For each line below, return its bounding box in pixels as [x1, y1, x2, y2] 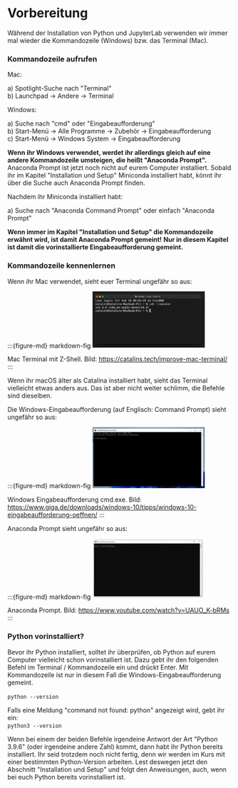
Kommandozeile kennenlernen [7, 261, 116, 271]
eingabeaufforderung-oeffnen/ [7, 510, 98, 519]
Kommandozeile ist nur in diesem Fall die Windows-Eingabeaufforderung [7, 670, 222, 679]
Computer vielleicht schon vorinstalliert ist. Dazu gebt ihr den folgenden [7, 655, 219, 664]
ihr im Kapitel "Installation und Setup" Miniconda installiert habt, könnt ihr [7, 171, 222, 180]
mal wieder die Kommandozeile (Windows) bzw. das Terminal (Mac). [7, 36, 209, 44]
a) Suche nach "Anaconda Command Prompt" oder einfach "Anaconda [7, 206, 215, 215]
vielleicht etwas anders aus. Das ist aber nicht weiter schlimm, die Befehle [7, 384, 225, 393]
